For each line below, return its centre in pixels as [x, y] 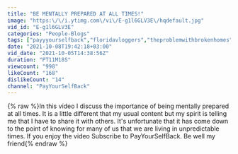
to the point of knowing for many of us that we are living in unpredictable [113, 129]
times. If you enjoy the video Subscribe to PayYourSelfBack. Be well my [112, 136]
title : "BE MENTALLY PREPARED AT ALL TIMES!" [75, 14]
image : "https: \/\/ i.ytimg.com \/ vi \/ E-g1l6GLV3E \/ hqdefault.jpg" [106, 20]
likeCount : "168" [33, 73]
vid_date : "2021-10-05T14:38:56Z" [58, 54]
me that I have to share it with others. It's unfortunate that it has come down [118, 122]
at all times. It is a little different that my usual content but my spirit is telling [117, 114]
